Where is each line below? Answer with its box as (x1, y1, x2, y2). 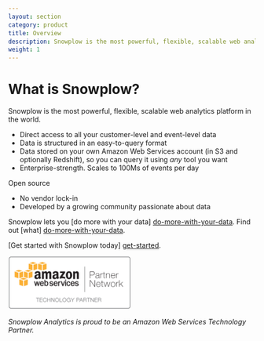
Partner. (8, 325, 35, 335)
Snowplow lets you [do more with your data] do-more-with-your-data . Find (8, 217, 251, 227)
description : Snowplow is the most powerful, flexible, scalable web (8, 38, 241, 45)
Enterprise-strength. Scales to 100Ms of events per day (19, 163, 200, 172)
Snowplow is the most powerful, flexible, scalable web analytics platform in (8, 107, 251, 116)
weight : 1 (8, 45, 41, 54)
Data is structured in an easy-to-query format (19, 138, 167, 148)
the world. (8, 114, 42, 125)
